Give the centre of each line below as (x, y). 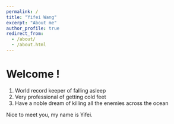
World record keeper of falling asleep (60, 90)
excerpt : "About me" (32, 23)
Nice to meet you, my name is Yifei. (50, 115)
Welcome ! (33, 74)
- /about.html (29, 45)
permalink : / (22, 12)
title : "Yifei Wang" (32, 17)
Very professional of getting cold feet (60, 97)
